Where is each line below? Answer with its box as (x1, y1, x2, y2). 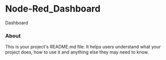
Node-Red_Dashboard (5, 3, 101, 15)
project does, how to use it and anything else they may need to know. (5, 49, 149, 55)
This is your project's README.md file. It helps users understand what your (5, 44, 161, 50)
